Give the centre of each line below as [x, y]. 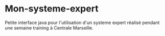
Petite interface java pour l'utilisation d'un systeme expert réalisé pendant [82, 22]
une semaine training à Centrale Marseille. [49, 27]
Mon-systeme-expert [52, 9]
